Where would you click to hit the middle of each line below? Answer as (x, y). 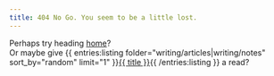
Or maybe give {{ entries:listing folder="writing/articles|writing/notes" (137, 52)
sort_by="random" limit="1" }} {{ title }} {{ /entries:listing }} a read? (129, 62)
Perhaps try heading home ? (60, 43)
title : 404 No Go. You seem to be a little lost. (104, 17)
